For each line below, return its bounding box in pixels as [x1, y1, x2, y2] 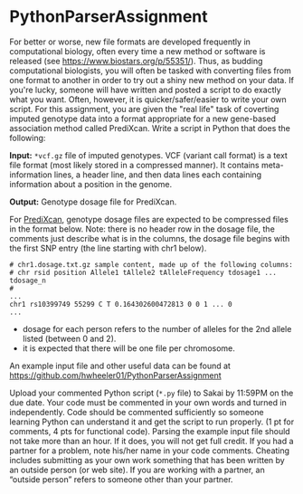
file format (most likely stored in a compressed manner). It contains [9, 159, 260, 170]
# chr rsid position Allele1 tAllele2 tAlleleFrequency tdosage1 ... [9, 268, 278, 277]
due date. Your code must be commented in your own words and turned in [9, 396, 287, 408]
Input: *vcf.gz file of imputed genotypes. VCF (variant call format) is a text [9, 149, 288, 160]
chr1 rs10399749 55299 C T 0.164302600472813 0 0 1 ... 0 [9, 299, 232, 309]
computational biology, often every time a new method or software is [9, 45, 266, 56]
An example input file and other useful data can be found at [9, 360, 231, 371]
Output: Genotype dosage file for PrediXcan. [9, 196, 177, 207]
